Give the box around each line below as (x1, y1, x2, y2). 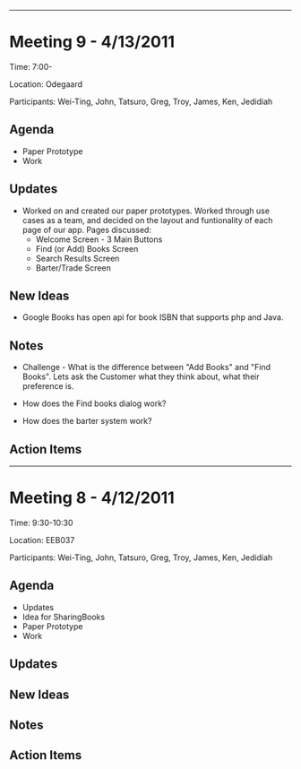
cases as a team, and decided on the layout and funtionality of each (21, 214, 273, 225)
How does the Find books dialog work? (21, 398, 168, 409)
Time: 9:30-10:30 (9, 517, 73, 528)
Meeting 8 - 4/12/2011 (9, 488, 175, 508)
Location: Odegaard (9, 78, 83, 90)
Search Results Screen (35, 253, 120, 264)
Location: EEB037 (9, 534, 75, 545)
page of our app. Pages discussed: (21, 224, 152, 235)
